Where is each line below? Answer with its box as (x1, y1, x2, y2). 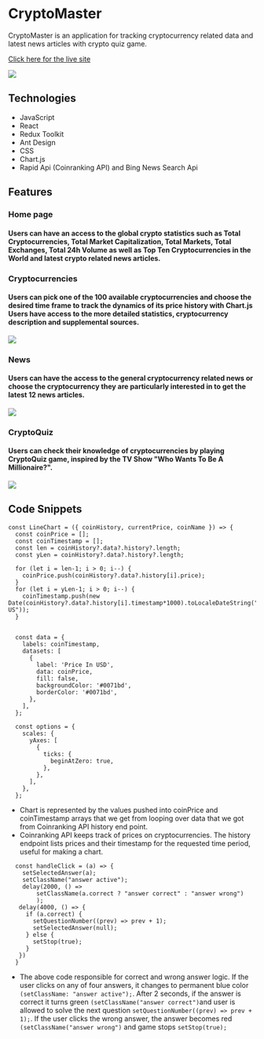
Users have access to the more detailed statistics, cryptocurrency (8, 309, 229, 319)
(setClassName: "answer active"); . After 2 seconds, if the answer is (19, 989, 242, 998)
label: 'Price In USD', (36, 660, 114, 668)
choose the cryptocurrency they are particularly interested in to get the (8, 382, 246, 391)
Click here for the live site (8, 54, 91, 64)
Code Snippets (8, 503, 82, 516)
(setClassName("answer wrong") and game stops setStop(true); (19, 1022, 228, 1031)
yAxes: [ (28, 736, 58, 744)
